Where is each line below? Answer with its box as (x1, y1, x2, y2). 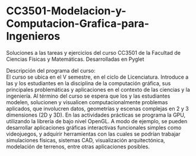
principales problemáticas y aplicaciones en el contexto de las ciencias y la (6, 86, 190, 93)
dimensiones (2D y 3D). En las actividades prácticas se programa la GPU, (6, 111, 186, 118)
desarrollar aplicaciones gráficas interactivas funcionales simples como (6, 124, 182, 131)
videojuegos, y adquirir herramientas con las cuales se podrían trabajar (6, 130, 181, 138)
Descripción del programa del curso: (6, 67, 96, 74)
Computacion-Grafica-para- (6, 17, 150, 30)
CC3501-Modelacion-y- (6, 4, 127, 18)
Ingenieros (6, 30, 61, 43)
